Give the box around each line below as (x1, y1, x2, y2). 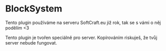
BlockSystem (5, 3, 62, 14)
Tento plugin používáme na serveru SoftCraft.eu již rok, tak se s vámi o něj (5, 19, 161, 25)
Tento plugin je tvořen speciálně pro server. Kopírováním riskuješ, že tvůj (5, 34, 157, 40)
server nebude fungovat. (5, 39, 57, 45)
